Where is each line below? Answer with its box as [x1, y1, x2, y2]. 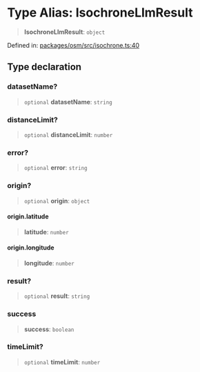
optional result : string [23, 292, 90, 300]
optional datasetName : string [23, 97, 112, 106]
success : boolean [23, 325, 74, 333]
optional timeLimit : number [23, 357, 101, 366]
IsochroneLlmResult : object [23, 28, 106, 36]
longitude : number [23, 259, 74, 267]
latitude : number [23, 227, 69, 236]
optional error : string [23, 164, 88, 172]
